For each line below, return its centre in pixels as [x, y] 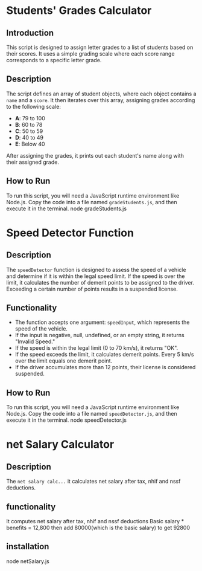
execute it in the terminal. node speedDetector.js [66, 420]
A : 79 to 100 [30, 118]
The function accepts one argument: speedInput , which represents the [102, 322]
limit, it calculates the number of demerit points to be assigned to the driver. [100, 282]
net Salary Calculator [60, 444]
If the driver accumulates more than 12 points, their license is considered [105, 367]
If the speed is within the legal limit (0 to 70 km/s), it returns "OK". [96, 348]
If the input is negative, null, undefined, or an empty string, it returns [100, 335]
